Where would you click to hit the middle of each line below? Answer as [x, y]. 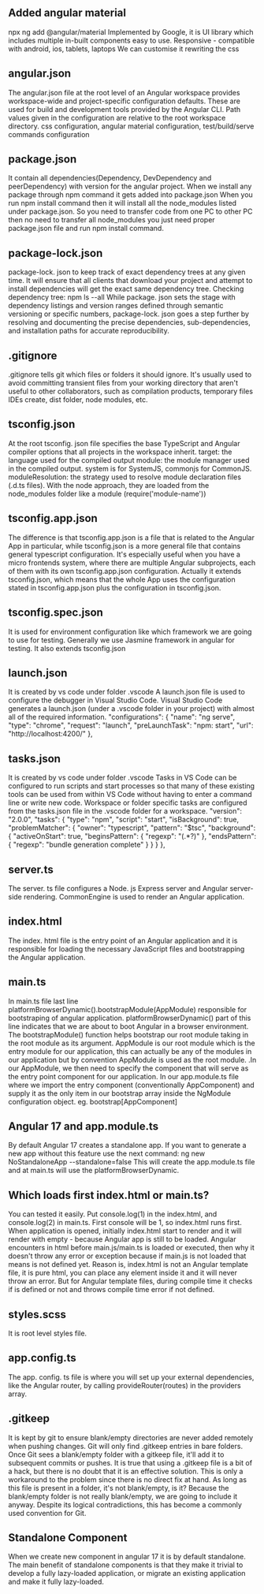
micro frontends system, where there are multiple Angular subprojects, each [132, 562]
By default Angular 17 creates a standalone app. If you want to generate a [127, 1145]
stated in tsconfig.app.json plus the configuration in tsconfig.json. [115, 587]
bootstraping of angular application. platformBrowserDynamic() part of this [130, 1018]
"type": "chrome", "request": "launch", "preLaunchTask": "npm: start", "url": [131, 725]
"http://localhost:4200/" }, [50, 734]
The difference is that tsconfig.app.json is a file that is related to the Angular [131, 537]
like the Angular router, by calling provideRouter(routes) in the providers [125, 1385]
